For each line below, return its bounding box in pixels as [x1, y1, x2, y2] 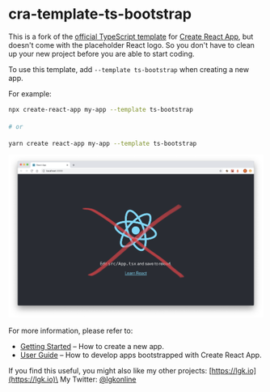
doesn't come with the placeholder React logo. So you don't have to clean [8, 40, 255, 49]
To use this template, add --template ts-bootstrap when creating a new [8, 64, 249, 74]
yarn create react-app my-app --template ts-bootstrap [8, 139, 197, 148]
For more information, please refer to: [8, 326, 133, 336]
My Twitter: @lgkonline [60, 374, 137, 385]
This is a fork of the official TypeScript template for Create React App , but [8, 32, 254, 41]
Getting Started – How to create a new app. [19, 342, 164, 352]
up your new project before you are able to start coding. [8, 49, 196, 58]
